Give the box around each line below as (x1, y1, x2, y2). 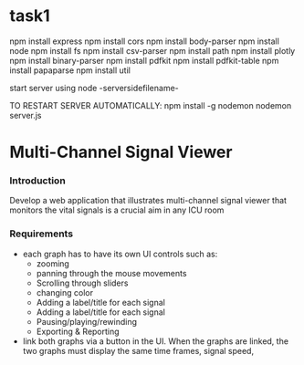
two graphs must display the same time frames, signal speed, (22, 345, 254, 356)
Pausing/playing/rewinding (36, 316, 138, 327)
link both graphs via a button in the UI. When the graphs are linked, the (22, 335, 289, 347)
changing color (36, 287, 94, 297)
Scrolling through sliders (36, 277, 129, 288)
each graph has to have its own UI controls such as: (22, 248, 218, 259)
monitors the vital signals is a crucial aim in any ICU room (9, 204, 225, 215)
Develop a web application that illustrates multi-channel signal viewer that (9, 195, 288, 206)
